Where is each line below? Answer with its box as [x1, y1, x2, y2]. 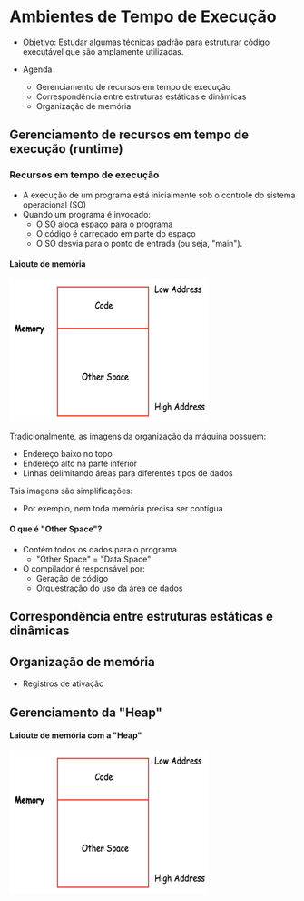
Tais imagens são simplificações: [9, 485, 133, 496]
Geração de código [35, 573, 109, 584]
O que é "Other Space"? [9, 523, 103, 534]
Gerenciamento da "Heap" [9, 704, 163, 720]
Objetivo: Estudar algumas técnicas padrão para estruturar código [22, 36, 270, 47]
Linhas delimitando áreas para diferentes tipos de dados [22, 467, 233, 479]
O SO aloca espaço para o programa [35, 218, 173, 229]
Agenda [22, 64, 53, 75]
